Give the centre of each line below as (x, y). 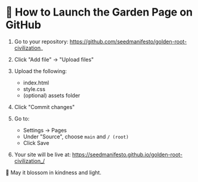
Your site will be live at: (42, 154)
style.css (34, 89)
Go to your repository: (41, 41)
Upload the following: (40, 71)
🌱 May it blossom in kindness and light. (54, 172)
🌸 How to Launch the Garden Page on (99, 12)
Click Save (36, 142)
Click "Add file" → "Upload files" (54, 59)
